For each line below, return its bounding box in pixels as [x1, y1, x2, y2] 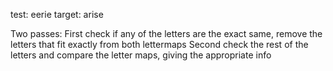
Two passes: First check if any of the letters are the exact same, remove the [10, 28, 323, 39]
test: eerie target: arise [10, 9, 104, 20]
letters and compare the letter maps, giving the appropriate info [10, 49, 272, 61]
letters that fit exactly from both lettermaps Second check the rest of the [10, 39, 309, 50]
